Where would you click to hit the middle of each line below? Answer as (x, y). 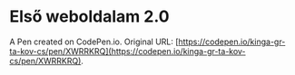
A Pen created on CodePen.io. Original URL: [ (94, 42)
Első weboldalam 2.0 (89, 17)
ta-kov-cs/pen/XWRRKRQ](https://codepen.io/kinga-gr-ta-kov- (128, 51)
